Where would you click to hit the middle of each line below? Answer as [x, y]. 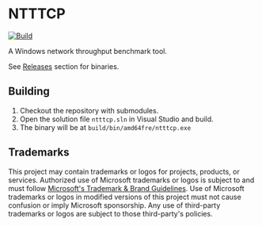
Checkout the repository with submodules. [89, 110]
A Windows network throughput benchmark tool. [88, 51]
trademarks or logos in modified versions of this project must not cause [125, 197]
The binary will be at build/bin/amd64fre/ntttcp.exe [105, 127]
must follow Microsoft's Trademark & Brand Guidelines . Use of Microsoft [126, 188]
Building [29, 92]
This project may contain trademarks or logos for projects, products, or [124, 171]
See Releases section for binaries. [64, 66]
